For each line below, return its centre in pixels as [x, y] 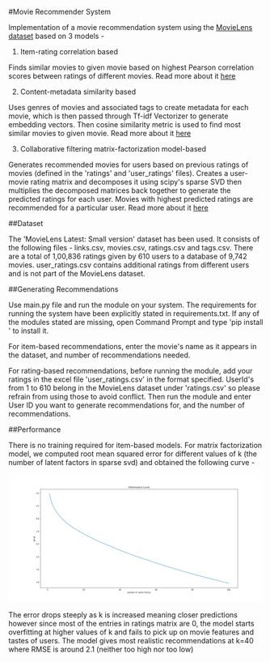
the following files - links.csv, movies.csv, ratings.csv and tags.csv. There [131, 248]
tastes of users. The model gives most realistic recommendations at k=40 [131, 641]
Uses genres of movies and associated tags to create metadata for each [129, 107]
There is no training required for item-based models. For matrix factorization [135, 445]
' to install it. [29, 331]
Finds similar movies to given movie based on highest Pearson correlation [131, 67]
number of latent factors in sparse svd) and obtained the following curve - [132, 462]
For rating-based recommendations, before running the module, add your [131, 371]
